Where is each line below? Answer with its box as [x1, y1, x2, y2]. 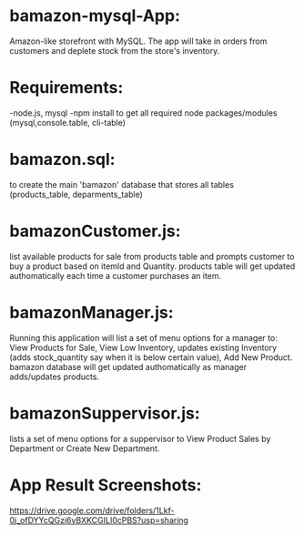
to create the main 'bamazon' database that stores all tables [9, 179, 235, 190]
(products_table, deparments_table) [9, 189, 144, 200]
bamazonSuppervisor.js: [9, 403, 200, 424]
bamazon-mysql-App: [9, 5, 180, 26]
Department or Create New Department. [9, 443, 160, 454]
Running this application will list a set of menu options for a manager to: [9, 332, 278, 343]
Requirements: [9, 77, 124, 98]
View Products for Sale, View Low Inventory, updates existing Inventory [9, 342, 278, 353]
